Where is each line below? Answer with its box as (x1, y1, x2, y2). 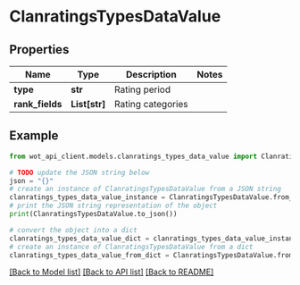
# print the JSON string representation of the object (9, 201, 218, 211)
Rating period (114, 83, 171, 96)
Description (125, 69, 177, 80)
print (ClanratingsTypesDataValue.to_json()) (9, 210, 178, 219)
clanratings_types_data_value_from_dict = (9, 250, 170, 260)
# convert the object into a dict (9, 225, 138, 234)
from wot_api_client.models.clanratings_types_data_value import (9, 152, 257, 161)
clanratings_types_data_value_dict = (9, 234, 150, 243)
